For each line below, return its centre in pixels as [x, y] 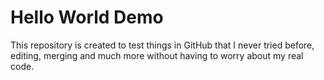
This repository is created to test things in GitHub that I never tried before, [162, 45]
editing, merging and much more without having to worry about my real [157, 55]
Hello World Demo [87, 17]
